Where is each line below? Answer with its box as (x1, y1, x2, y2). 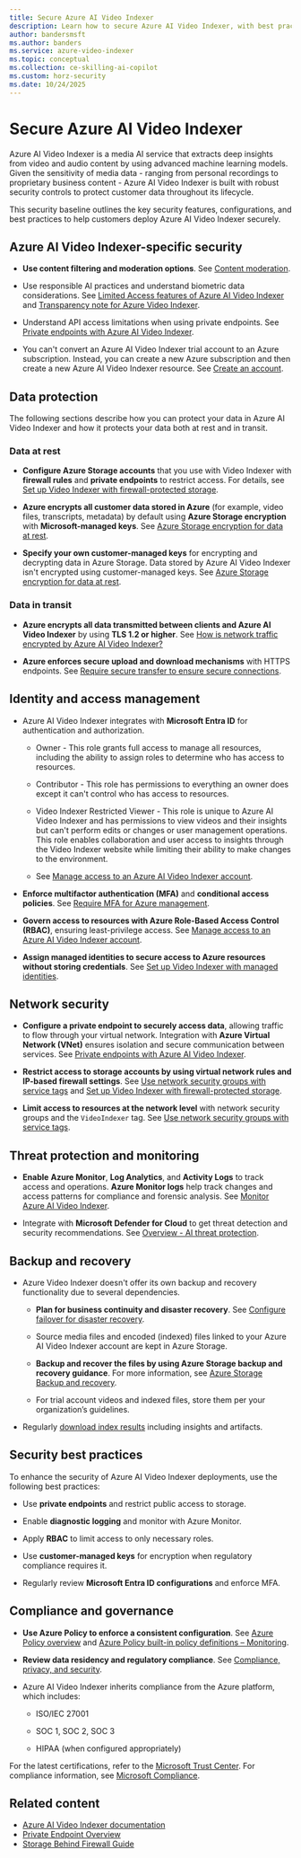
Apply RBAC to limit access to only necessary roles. (21, 1533, 214, 1544)
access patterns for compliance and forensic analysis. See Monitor (21, 1191, 270, 1202)
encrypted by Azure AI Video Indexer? (21, 638, 164, 649)
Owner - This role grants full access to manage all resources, (35, 742, 262, 753)
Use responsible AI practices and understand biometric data (21, 280, 245, 292)
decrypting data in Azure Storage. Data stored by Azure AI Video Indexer (21, 558, 291, 568)
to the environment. (35, 853, 108, 864)
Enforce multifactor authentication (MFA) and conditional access (21, 888, 270, 899)
